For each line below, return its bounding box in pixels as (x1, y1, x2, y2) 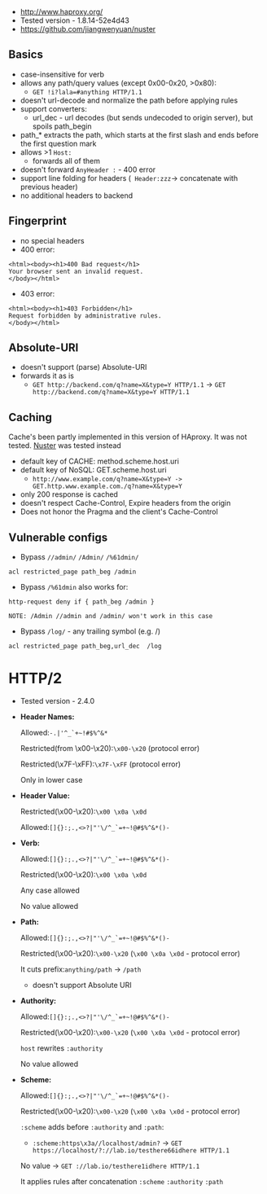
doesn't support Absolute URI (32, 981, 132, 990)
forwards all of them (32, 156, 100, 165)
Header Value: (20, 791, 71, 801)
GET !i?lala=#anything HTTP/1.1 (32, 88, 142, 96)
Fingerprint (8, 214, 67, 228)
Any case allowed (20, 885, 80, 895)
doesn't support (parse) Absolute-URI (20, 362, 147, 372)
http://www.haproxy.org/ (20, 7, 103, 16)
